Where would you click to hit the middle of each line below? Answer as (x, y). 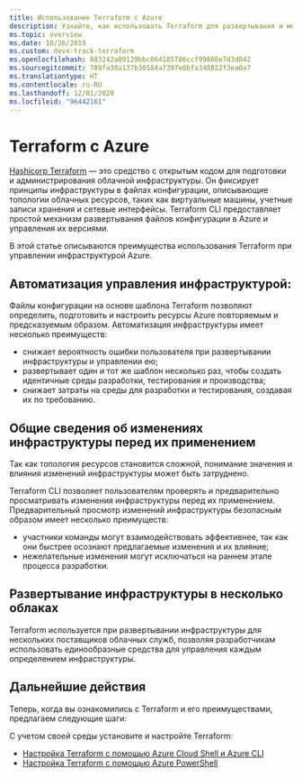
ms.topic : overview (46, 34)
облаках (34, 608)
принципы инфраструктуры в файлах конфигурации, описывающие (139, 190)
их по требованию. (59, 400)
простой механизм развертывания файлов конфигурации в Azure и (138, 219)
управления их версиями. (59, 229)
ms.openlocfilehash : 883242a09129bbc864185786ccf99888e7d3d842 (130, 59)
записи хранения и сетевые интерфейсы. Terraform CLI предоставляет (145, 209)
